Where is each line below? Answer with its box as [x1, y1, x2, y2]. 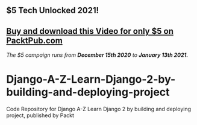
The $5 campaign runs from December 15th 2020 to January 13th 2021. [6, 51, 189, 59]
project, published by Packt [6, 112, 74, 119]
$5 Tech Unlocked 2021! [6, 5, 99, 16]
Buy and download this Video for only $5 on [6, 26, 174, 36]
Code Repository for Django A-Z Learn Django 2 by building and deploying [6, 106, 192, 113]
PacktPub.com [6, 35, 63, 45]
